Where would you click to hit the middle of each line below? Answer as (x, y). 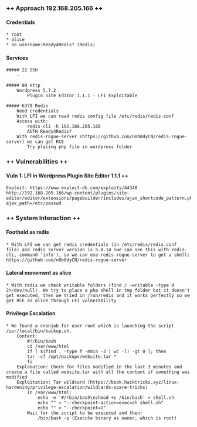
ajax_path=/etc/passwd (34, 203)
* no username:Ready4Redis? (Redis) (51, 45)
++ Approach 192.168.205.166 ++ (55, 8)
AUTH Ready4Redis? (50, 132)
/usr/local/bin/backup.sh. (39, 331)
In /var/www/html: (50, 392)
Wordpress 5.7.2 (37, 91)
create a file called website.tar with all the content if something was (98, 372)
